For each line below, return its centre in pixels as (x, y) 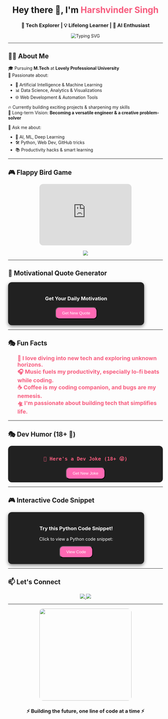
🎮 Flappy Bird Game (40, 172)
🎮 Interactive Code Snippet (51, 500)
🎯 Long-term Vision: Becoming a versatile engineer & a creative (73, 113)
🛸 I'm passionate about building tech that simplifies (87, 403)
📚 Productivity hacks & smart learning (54, 150)
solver (15, 118)
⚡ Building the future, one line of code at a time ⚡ (85, 711)
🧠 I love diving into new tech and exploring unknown (87, 358)
